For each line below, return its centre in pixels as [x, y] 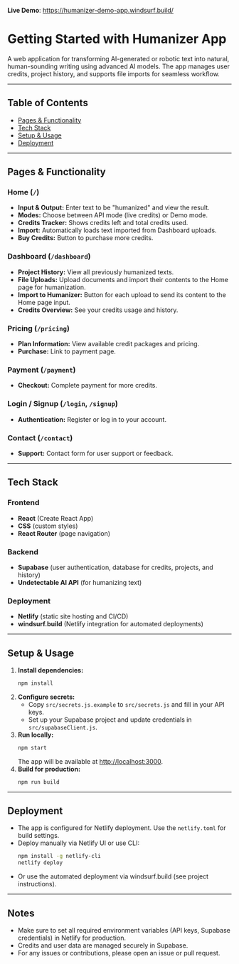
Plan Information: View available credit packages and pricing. [108, 344]
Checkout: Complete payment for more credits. [87, 385]
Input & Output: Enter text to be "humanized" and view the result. [113, 208]
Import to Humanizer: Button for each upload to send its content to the [122, 294]
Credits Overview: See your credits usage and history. [98, 310]
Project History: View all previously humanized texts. [96, 272]
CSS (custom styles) [48, 526]
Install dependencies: [51, 670]
